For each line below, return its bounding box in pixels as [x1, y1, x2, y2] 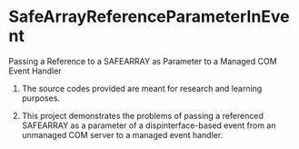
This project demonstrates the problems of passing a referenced [21, 110, 264, 121]
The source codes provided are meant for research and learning [21, 83, 263, 94]
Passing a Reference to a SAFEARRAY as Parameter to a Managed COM [8, 55, 278, 66]
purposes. [21, 93, 61, 104]
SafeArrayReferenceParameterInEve [8, 6, 290, 27]
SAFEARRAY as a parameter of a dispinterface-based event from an [21, 120, 276, 131]
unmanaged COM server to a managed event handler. [21, 129, 224, 140]
